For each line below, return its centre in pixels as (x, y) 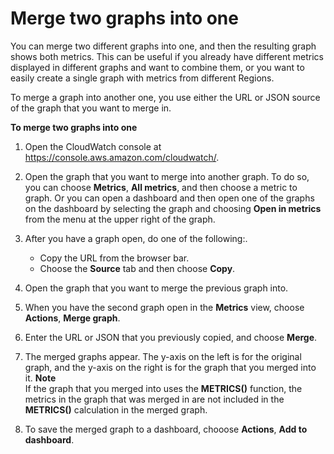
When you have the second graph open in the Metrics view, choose (164, 307)
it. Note (40, 378)
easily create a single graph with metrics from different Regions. (142, 78)
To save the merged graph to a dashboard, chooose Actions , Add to (166, 429)
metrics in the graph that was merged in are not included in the (154, 399)
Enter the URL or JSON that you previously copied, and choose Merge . (171, 337)
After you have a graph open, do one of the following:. (136, 238)
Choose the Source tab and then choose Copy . (137, 268)
